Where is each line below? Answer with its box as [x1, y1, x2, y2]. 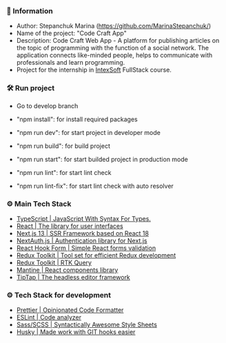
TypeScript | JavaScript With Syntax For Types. [16, 214, 151, 222]
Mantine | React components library [16, 265, 119, 274]
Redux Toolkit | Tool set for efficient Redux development [16, 251, 176, 259]
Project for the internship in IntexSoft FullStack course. [16, 65, 172, 74]
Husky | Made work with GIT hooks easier [16, 328, 136, 336]
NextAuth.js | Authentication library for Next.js [16, 236, 147, 245]
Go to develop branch [16, 101, 79, 110]
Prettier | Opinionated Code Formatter [16, 306, 124, 314]
